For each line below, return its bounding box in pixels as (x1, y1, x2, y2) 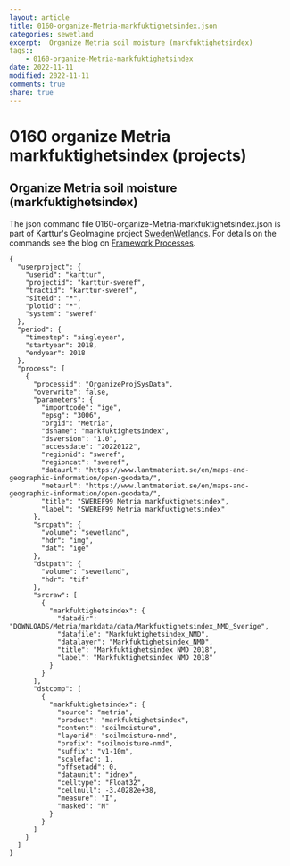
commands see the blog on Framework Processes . (9, 237, 196, 248)
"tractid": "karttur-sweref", (25, 286, 138, 295)
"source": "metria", (56, 707, 134, 717)
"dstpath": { (32, 559, 82, 568)
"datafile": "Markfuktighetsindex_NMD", (56, 629, 210, 638)
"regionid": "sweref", (41, 450, 126, 459)
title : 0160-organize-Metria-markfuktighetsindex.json (9, 21, 218, 30)
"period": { (17, 325, 62, 334)
